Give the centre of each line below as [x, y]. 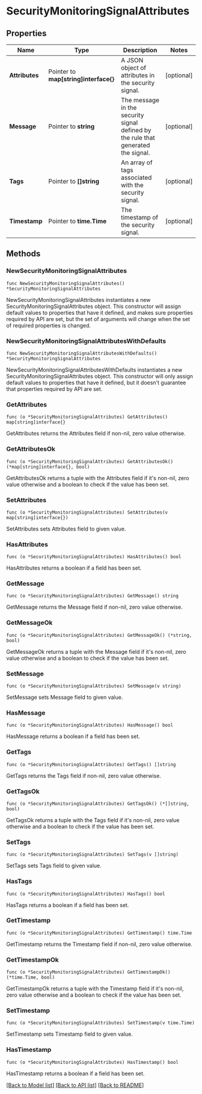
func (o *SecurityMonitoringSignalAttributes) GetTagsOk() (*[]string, [98, 804]
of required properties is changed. [49, 325]
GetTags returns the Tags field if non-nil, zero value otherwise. [84, 776]
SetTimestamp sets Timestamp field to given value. [70, 1034]
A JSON [132, 60]
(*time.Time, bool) [31, 978]
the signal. [136, 153]
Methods [23, 254]
